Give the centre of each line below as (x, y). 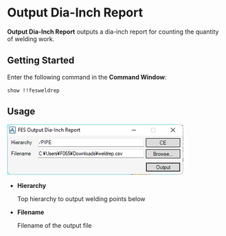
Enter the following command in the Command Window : (87, 77)
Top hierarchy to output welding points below (81, 199)
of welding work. (31, 38)
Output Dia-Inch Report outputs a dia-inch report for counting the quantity (113, 32)
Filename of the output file (54, 225)
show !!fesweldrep (33, 91)
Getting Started (41, 61)
